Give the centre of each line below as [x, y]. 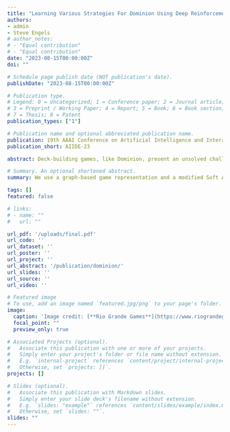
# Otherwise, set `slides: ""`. [56, 412]
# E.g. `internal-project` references [66, 361]
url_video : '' [27, 285]
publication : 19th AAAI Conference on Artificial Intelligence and [105, 140]
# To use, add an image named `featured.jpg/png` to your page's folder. [115, 304]
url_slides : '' [29, 272]
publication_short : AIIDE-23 [49, 146]
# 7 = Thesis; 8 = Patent [44, 115]
